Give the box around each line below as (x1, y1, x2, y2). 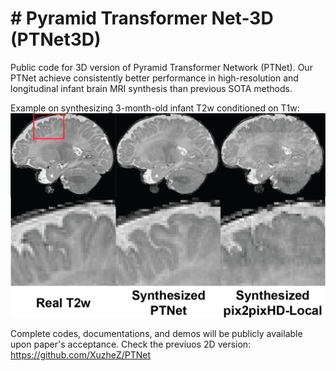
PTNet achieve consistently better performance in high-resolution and (10, 72, 299, 84)
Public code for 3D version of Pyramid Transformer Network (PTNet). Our (10, 61, 313, 73)
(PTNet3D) (10, 28, 102, 51)
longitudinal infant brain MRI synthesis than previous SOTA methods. (10, 82, 293, 94)
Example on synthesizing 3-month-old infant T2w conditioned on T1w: (10, 102, 300, 114)
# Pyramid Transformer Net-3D (10, 7, 274, 30)
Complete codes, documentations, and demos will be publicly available (10, 327, 303, 339)
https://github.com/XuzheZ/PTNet (10, 348, 152, 361)
